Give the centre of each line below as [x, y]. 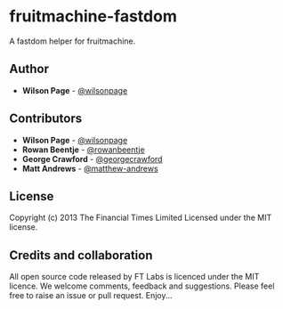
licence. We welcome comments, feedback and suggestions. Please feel [142, 286]
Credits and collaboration [81, 255]
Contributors [46, 119]
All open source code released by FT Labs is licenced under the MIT [134, 277]
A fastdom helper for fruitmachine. [73, 41]
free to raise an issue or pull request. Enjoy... [91, 296]
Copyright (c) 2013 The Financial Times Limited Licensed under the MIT [141, 218]
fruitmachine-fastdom [93, 16]
